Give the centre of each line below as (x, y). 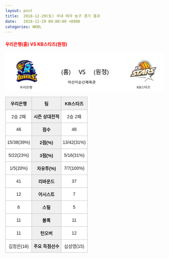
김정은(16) (18, 246)
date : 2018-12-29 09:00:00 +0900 (43, 21)
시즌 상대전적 (47, 117)
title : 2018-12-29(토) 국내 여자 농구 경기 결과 (53, 16)
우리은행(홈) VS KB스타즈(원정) (36, 44)
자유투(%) (47, 168)
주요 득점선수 (47, 246)
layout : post (19, 11)
